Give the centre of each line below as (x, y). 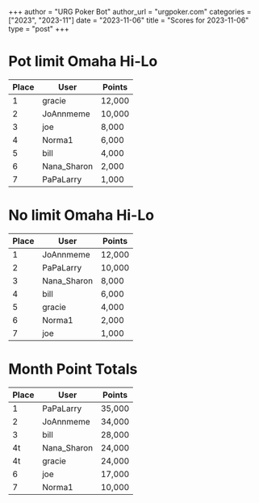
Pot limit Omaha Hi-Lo (83, 62)
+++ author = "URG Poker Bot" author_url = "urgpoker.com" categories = (130, 12)
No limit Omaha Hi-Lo (81, 215)
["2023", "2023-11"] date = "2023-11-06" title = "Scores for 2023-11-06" (129, 20)
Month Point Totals (73, 369)
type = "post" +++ (39, 29)
